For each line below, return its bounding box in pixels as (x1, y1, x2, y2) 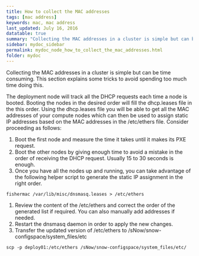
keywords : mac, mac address (6, 20, 76, 25)
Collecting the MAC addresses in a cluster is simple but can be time (6, 69, 171, 76)
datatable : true (6, 31, 46, 37)
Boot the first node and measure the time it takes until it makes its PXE (14, 135, 187, 142)
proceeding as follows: (6, 124, 62, 131)
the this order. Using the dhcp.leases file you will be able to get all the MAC (6, 105, 190, 112)
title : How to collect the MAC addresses (6, 8, 110, 15)
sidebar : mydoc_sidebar (6, 42, 65, 48)
